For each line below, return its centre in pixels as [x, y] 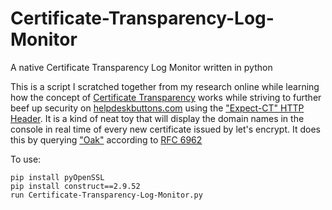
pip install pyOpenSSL [57, 177]
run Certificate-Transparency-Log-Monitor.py [106, 195]
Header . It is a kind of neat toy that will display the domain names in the [157, 118]
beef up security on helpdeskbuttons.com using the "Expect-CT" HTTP [157, 108]
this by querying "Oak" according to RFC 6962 [106, 139]
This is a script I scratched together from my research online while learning [165, 86]
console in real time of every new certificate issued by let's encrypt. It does [165, 129]
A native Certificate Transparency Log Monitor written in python [141, 67]
